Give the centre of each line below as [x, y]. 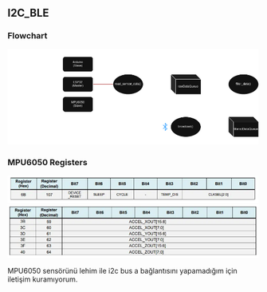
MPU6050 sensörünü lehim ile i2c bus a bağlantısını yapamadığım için [122, 271]
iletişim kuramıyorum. [43, 279]
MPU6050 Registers [48, 162]
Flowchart [27, 36]
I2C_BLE [28, 13]
